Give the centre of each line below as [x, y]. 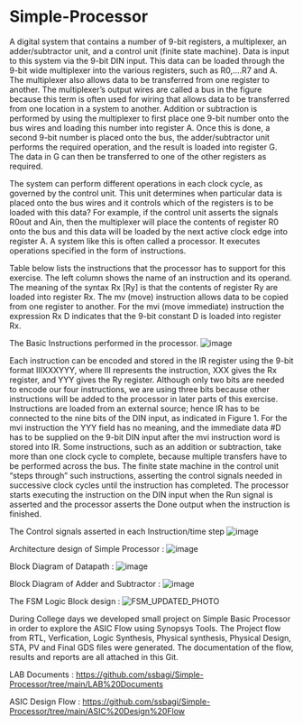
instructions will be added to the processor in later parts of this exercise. [144, 399]
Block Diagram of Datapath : [62, 566]
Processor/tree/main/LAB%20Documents [87, 684]
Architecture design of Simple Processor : [87, 548]
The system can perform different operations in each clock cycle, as [136, 183]
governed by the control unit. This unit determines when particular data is [146, 193]
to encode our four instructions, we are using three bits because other [140, 389]
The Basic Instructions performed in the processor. [104, 343]
